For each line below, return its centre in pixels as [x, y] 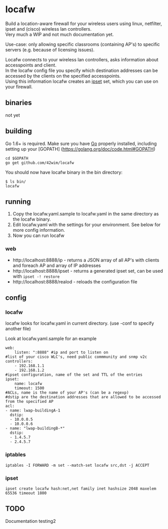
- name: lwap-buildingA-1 [33, 411]
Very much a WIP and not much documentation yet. [59, 34]
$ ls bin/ [16, 182]
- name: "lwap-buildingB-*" [35, 428]
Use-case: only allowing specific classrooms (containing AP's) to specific [82, 44]
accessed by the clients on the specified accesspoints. [63, 76]
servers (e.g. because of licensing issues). [50, 50]
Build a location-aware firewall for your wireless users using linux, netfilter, [84, 23]
